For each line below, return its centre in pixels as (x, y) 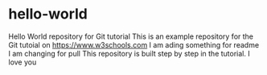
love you (23, 62)
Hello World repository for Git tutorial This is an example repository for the (131, 36)
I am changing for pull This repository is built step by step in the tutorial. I (129, 53)
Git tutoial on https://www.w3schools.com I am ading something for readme (134, 44)
